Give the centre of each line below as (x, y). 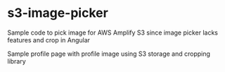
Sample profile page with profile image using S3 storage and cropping (109, 54)
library (17, 61)
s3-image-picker (58, 13)
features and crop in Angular (49, 40)
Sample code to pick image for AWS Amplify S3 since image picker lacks (112, 32)
